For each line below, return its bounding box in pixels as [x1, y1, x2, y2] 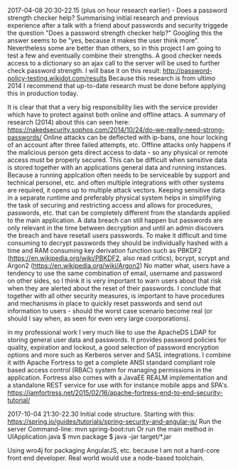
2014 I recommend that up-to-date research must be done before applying [7, 82, 226, 90]
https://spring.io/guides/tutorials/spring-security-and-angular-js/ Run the [7, 417, 222, 426]
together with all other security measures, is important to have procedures [7, 291, 225, 300]
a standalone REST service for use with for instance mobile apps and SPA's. [7, 381, 229, 389]
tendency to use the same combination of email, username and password [7, 269, 222, 277]
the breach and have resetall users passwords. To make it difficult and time [7, 231, 227, 239]
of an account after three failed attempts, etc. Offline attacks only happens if [7, 141, 232, 149]
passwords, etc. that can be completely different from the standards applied [7, 209, 230, 217]
